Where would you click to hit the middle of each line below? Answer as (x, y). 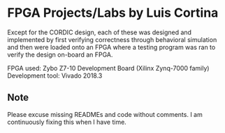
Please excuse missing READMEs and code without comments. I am (105, 114)
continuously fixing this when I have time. (67, 122)
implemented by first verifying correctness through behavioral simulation (112, 39)
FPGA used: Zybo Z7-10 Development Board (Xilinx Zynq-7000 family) (108, 68)
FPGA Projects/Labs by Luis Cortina (113, 13)
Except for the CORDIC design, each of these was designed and (100, 32)
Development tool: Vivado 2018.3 (55, 76)
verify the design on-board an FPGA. (60, 55)
